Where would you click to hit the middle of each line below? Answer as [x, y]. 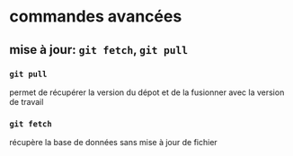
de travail [27, 101]
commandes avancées [96, 17]
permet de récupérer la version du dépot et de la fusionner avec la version [147, 92]
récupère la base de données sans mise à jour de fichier [113, 143]
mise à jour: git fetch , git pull [99, 50]
